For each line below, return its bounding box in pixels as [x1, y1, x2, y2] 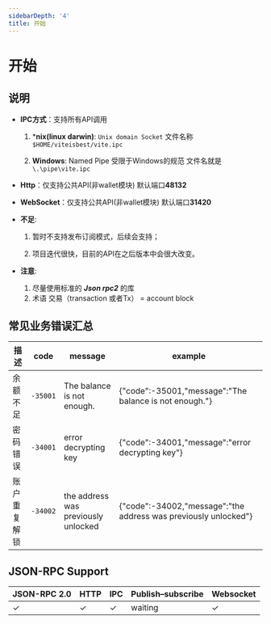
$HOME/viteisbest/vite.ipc [31, 141, 123, 149]
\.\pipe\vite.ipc [31, 165, 91, 173]
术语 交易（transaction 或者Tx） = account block [31, 293, 194, 303]
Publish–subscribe [131, 588, 204, 600]
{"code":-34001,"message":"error [119, 437, 252, 449]
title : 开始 [8, 19, 46, 27]
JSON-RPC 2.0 [12, 588, 72, 600]
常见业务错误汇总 [8, 318, 94, 332]
